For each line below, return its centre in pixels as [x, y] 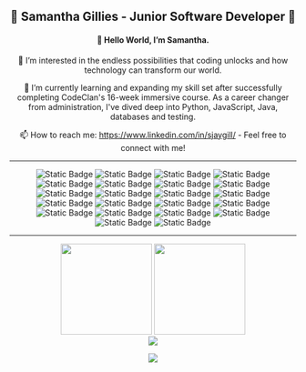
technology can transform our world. [153, 70]
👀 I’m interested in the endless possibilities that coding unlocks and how [153, 60]
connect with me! [153, 147]
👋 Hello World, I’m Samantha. [153, 40]
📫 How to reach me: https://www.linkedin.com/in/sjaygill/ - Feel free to [153, 135]
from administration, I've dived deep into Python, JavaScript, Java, [153, 106]
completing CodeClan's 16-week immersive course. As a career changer [153, 97]
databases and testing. [153, 116]
